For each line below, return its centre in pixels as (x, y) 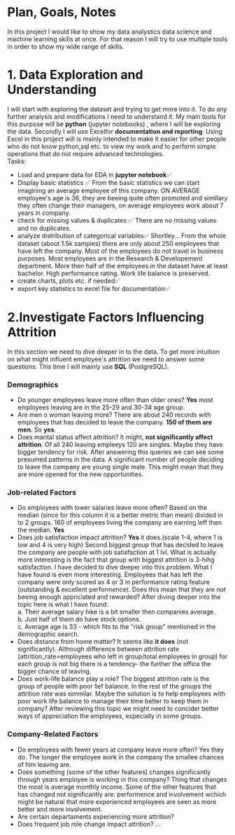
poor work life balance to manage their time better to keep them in (113, 701)
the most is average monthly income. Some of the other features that (117, 787)
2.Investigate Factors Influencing (106, 318)
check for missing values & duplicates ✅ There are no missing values (117, 220)
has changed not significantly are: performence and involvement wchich (122, 794)
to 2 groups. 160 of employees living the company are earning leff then (120, 523)
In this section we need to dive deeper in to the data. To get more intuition (114, 352)
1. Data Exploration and (75, 75)
